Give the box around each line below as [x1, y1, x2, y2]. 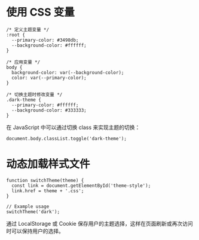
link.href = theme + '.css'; [11, 187, 84, 194]
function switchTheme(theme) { [6, 177, 84, 183]
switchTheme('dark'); [6, 208, 60, 215]
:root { [6, 32, 26, 38]
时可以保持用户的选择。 [6, 227, 64, 235]
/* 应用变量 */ [6, 59, 41, 65]
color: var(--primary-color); [11, 75, 87, 81]
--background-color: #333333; [11, 107, 87, 113]
